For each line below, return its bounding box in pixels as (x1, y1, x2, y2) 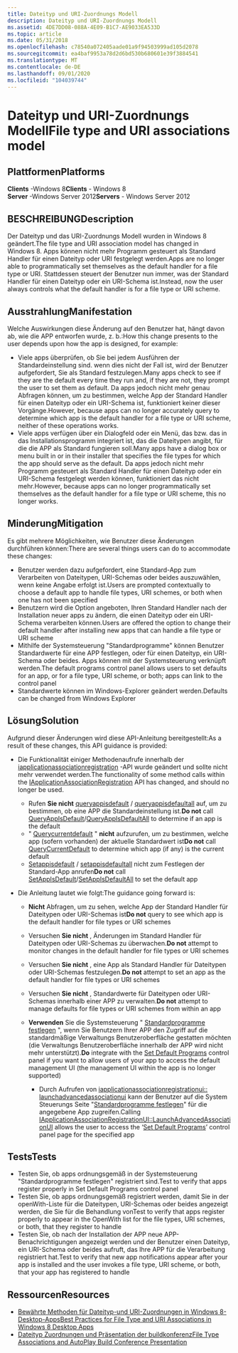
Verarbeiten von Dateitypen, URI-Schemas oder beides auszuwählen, (17, 573, 222, 581)
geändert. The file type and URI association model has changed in (7, 239, 199, 248)
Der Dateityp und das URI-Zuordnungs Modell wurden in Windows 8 (7, 232, 207, 241)
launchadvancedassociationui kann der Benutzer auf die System (38, 1092, 227, 1101)
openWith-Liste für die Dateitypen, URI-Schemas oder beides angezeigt (17, 1200, 229, 1208)
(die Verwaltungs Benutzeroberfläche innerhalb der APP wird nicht (28, 1040, 224, 1049)
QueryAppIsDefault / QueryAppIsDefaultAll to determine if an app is (28, 814, 222, 822)
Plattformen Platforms (7, 165, 105, 178)
